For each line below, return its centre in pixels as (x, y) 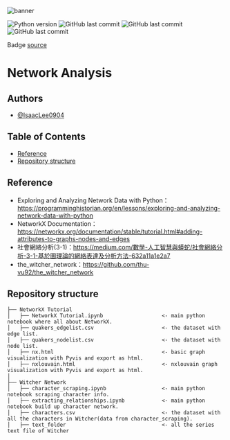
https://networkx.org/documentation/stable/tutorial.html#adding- (110, 231)
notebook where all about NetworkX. (60, 322)
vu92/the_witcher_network (55, 272)
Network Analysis (60, 73)
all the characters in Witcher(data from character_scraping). (100, 419)
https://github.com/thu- (116, 264)
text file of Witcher (38, 431)
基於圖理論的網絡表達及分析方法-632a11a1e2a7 (104, 256)
